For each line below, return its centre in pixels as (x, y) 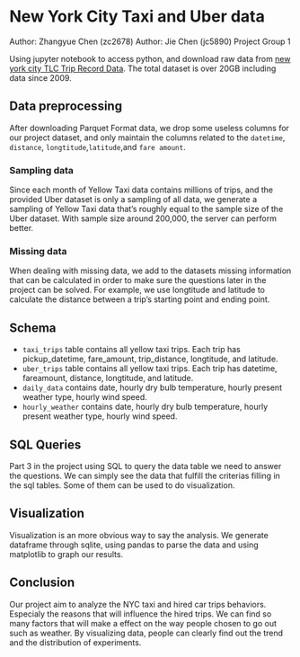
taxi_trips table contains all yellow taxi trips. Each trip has (131, 350)
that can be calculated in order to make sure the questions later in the (138, 280)
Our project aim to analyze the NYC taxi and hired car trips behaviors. (138, 604)
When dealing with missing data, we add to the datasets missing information (150, 271)
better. (22, 228)
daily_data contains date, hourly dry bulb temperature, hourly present (152, 387)
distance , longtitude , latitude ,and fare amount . (97, 146)
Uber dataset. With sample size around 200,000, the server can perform (143, 218)
